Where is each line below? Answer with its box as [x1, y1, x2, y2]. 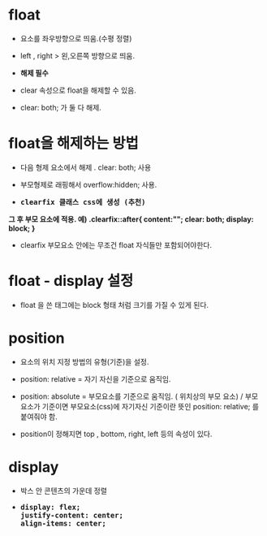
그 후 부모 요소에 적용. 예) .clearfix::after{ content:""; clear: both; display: [8, 214, 254, 224]
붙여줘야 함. [19, 412, 58, 421]
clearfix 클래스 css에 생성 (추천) [19, 197, 146, 206]
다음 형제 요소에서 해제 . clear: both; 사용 [19, 162, 152, 172]
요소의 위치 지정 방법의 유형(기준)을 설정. [19, 357, 149, 366]
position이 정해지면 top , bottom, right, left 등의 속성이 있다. [19, 429, 213, 439]
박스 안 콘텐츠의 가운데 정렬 [19, 486, 108, 495]
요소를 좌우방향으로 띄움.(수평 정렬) [19, 33, 132, 43]
